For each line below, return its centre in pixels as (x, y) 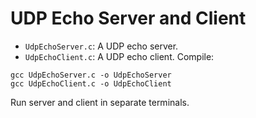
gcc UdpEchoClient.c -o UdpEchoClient (91, 83)
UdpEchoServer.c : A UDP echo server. (101, 46)
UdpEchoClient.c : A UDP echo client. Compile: (119, 56)
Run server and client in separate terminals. (100, 102)
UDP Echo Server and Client (128, 18)
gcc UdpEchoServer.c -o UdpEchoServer (91, 75)
